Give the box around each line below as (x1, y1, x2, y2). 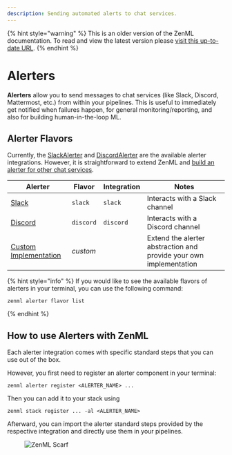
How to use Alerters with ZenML (7, 329, 149, 342)
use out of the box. (7, 356, 61, 364)
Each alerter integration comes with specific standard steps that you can (7, 348, 214, 356)
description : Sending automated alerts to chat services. (7, 10, 177, 17)
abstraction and (147, 242, 198, 252)
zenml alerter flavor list (7, 298, 85, 304)
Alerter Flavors (7, 133, 73, 144)
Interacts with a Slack (147, 194, 217, 204)
